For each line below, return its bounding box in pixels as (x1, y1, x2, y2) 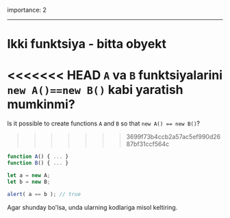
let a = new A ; (7, 171, 51, 179)
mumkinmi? (7, 97, 75, 112)
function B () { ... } (7, 160, 69, 167)
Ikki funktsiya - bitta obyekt (7, 36, 166, 52)
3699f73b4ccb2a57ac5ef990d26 (126, 133, 221, 141)
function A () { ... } (7, 154, 69, 160)
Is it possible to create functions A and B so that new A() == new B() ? (7, 119, 201, 128)
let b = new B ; (7, 178, 51, 185)
